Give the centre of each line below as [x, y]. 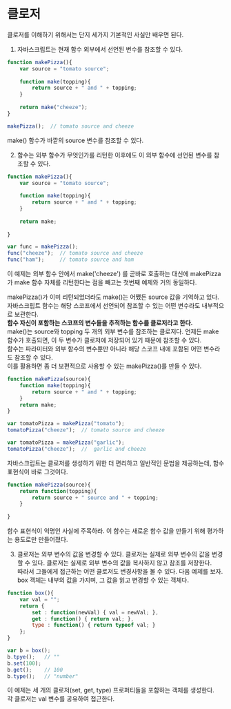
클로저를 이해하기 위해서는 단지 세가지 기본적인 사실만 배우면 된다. [96, 35]
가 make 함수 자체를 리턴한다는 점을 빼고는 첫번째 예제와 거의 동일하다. [102, 282]
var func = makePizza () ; [43, 247]
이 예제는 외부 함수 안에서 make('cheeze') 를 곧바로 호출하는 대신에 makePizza [114, 274]
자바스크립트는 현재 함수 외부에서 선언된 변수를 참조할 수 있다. [100, 49]
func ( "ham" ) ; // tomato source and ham [71, 260]
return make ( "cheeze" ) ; [54, 108]
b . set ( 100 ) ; [24, 663]
